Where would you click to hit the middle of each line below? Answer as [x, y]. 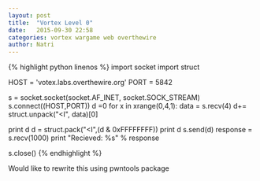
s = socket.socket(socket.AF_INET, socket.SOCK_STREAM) [104, 98]
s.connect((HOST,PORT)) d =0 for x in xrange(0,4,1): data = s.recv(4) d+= [128, 106]
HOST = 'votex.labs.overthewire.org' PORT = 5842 [91, 83]
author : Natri [32, 45]
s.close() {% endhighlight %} [55, 153]
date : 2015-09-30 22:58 [50, 30]
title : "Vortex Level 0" [50, 23]
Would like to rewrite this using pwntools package [89, 168]
